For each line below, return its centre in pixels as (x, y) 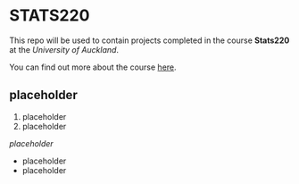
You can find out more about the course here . (93, 67)
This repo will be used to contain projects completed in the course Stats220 (149, 40)
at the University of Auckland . (64, 49)
